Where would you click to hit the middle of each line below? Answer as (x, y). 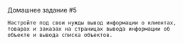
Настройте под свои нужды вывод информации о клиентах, (92, 23)
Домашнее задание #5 (42, 10)
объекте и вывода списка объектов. (60, 35)
